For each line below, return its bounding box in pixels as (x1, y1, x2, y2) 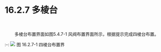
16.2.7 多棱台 (4, 4, 58, 16)
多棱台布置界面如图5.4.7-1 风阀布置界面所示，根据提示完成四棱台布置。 (14, 31, 159, 37)
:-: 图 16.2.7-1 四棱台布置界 (4, 41, 65, 47)
